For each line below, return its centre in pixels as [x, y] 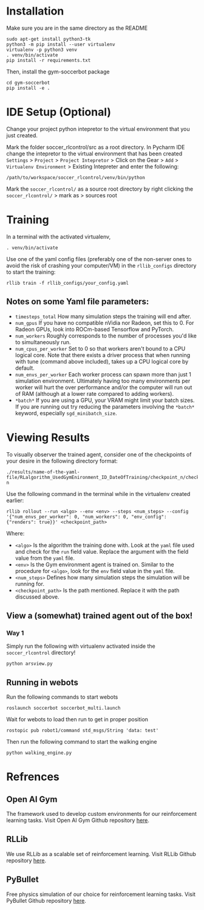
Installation [35, 11]
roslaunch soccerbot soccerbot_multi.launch [63, 708]
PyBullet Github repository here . [46, 900]
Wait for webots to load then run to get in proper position [77, 719]
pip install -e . [28, 88]
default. [25, 368]
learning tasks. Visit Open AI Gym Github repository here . [78, 820]
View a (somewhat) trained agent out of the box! [100, 615]
